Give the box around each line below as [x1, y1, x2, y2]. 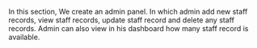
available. [8, 32, 40, 42]
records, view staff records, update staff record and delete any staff [8, 15, 234, 25]
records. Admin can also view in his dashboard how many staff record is [8, 24, 249, 33]
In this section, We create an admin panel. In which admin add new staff [8, 7, 248, 16]
